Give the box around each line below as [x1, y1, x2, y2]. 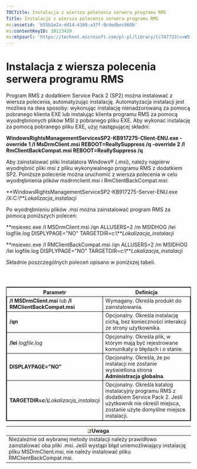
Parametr [43, 288, 66, 295]
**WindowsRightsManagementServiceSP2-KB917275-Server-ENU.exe [6, 188, 178, 196]
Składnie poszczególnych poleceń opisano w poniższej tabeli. [6, 259, 156, 266]
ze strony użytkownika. [105, 324, 161, 331]
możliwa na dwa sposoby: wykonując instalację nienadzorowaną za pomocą [6, 104, 191, 111]
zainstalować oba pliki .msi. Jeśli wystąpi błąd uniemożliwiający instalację [8, 442, 186, 449]
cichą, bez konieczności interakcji [105, 318, 186, 325]
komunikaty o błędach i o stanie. [105, 345, 184, 352]
